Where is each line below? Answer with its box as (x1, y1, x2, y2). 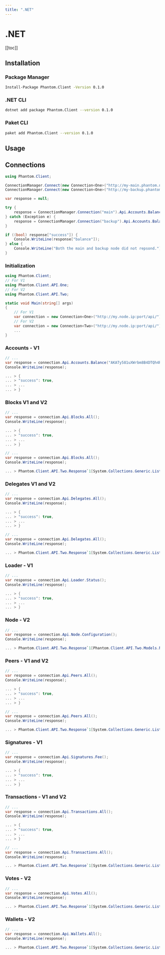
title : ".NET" (5, 7, 34, 12)
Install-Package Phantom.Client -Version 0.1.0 (5, 85, 105, 90)
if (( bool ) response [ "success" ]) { (5, 232, 78, 237)
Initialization (5, 262, 35, 269)
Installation (5, 59, 40, 67)
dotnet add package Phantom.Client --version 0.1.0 (5, 108, 113, 113)
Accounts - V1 (5, 344, 40, 351)
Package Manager (5, 73, 50, 80)
